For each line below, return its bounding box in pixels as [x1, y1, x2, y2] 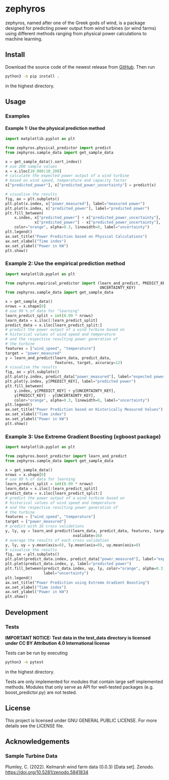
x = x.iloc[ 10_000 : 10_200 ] [5, 169, 62, 174]
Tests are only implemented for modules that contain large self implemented [5, 679, 163, 685]
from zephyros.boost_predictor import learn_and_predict [5, 453, 127, 458]
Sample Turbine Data [5, 752, 58, 759]
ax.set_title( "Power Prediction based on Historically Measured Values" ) [5, 407, 163, 412]
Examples [5, 112, 30, 119]
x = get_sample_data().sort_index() [5, 159, 82, 164]
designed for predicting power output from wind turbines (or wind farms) [5, 25, 156, 31]
